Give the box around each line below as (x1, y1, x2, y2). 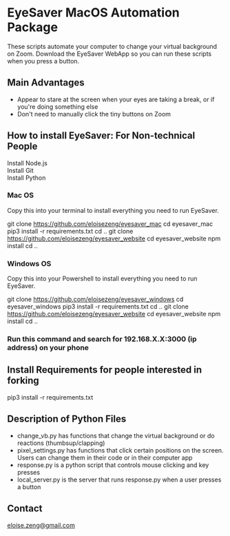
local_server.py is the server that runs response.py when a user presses (17, 475, 222, 484)
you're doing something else (17, 102, 98, 111)
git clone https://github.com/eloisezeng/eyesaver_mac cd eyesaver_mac (7, 219, 213, 228)
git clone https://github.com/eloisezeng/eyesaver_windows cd (7, 295, 184, 304)
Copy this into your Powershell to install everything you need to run (7, 274, 198, 283)
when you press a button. (7, 56, 80, 65)
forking (7, 375, 39, 386)
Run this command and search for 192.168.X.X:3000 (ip (7, 334, 198, 344)
